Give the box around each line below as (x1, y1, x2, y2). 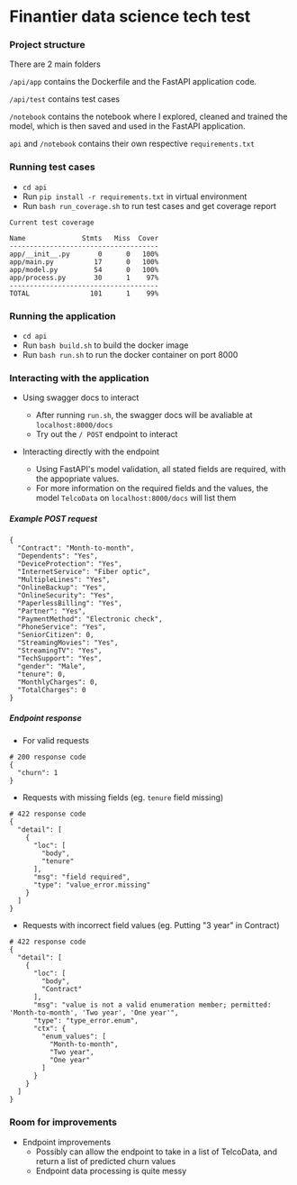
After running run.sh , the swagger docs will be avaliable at (35, 410, 254, 421)
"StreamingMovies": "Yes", (17, 638, 119, 648)
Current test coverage (9, 218, 94, 227)
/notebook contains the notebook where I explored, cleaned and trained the (9, 111, 288, 123)
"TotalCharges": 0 (17, 686, 87, 695)
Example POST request (9, 513, 98, 524)
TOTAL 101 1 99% (9, 288, 159, 298)
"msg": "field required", (32, 872, 130, 882)
